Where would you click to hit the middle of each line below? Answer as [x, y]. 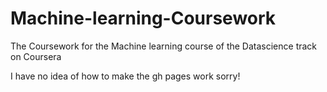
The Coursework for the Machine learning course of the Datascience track [164, 46]
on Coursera [36, 56]
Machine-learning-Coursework [143, 18]
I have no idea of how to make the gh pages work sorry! [125, 76]
